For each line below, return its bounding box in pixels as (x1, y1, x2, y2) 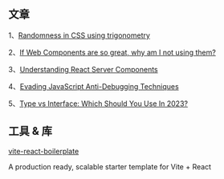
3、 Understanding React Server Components (8, 64, 158, 74)
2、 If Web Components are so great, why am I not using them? (8, 47, 217, 57)
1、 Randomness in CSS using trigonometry (8, 31, 151, 40)
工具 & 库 (8, 124, 53, 138)
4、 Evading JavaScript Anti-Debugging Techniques (8, 81, 179, 91)
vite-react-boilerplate (8, 146, 79, 156)
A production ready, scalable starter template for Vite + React (8, 161, 211, 171)
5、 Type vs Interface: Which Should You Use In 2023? (8, 99, 189, 108)
